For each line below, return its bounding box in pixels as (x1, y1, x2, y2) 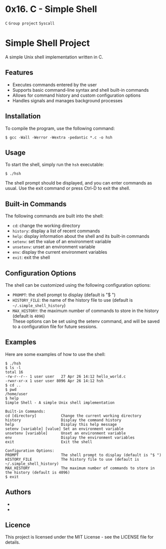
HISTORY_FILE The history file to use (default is (5, 457, 140, 462)
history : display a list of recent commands (12, 228, 100, 234)
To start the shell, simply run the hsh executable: (5, 162, 105, 168)
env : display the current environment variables (12, 249, 107, 255)
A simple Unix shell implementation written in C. (5, 54, 103, 60)
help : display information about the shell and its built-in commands (12, 233, 150, 239)
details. (5, 540, 20, 546)
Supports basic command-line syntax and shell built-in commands (12, 87, 149, 93)
